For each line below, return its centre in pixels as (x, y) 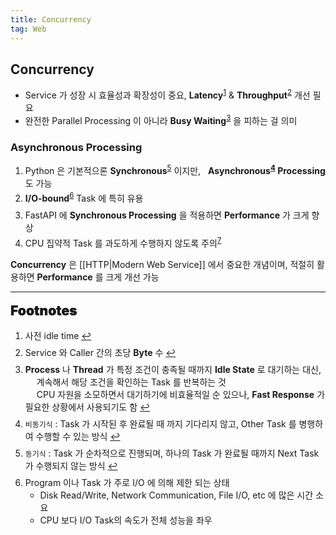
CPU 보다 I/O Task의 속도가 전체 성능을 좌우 (126, 520)
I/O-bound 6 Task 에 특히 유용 (84, 197)
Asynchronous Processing (76, 147)
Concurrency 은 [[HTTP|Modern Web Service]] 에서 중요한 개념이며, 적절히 (162, 264)
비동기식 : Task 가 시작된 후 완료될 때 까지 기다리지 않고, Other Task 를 (160, 424)
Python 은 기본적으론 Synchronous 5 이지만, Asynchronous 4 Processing (175, 169)
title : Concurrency (51, 19)
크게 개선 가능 (132, 277)
